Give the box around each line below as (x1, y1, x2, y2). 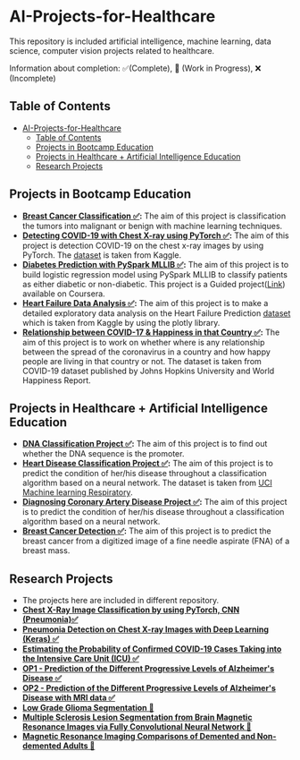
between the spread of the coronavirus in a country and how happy (21, 346, 271, 357)
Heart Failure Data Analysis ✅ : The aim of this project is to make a (21, 297, 269, 308)
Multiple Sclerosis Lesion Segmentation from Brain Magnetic (21, 712, 253, 722)
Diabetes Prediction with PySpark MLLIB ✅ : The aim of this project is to (21, 259, 289, 269)
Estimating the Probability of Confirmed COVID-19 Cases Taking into (21, 644, 282, 654)
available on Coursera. (21, 288, 105, 299)
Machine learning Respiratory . (21, 487, 133, 498)
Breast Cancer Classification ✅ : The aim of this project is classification (21, 210, 287, 221)
